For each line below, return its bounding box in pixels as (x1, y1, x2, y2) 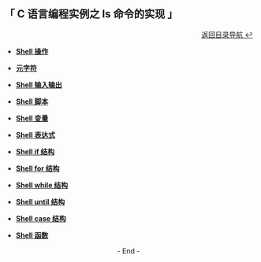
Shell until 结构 (15, 197, 65, 206)
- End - (117, 246, 140, 256)
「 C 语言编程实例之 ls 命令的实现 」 (4, 7, 178, 21)
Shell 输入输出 (15, 79, 62, 89)
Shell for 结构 (15, 164, 60, 173)
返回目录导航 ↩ (201, 30, 253, 39)
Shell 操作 (15, 46, 49, 56)
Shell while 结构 (15, 180, 69, 190)
